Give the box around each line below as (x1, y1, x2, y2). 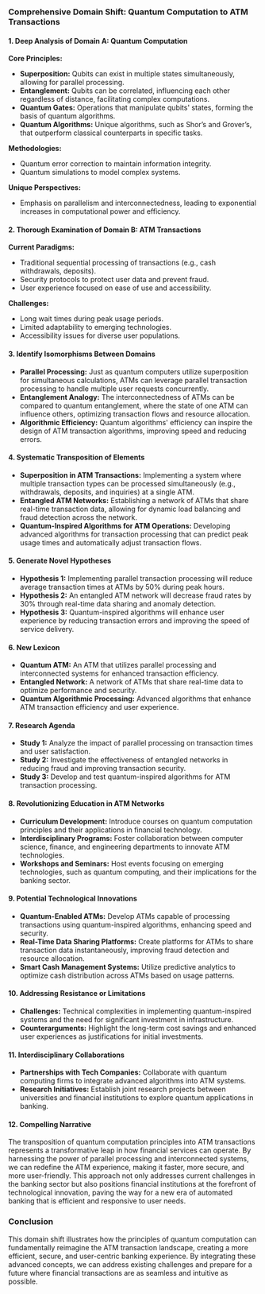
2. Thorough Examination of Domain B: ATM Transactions (8, 225, 202, 234)
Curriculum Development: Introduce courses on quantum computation (19, 816, 253, 826)
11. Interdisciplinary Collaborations (8, 1050, 125, 1060)
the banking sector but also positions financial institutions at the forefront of (8, 1180, 256, 1189)
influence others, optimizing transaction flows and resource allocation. (19, 409, 251, 419)
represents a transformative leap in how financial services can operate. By (8, 1145, 252, 1155)
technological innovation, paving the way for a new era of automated (8, 1187, 233, 1198)
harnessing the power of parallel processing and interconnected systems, (8, 1154, 249, 1164)
